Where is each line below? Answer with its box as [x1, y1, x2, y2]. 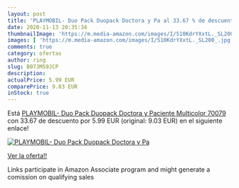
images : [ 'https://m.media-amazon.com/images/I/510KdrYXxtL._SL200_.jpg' [7, 37, 234, 44]
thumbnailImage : [7, 30, 55, 38]
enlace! [7, 124, 29, 133]
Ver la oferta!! [7, 152, 48, 160]
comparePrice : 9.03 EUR [7, 83, 78, 90]
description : [7, 70, 46, 77]
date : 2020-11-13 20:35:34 [7, 23, 87, 31]
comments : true [7, 43, 53, 50]
